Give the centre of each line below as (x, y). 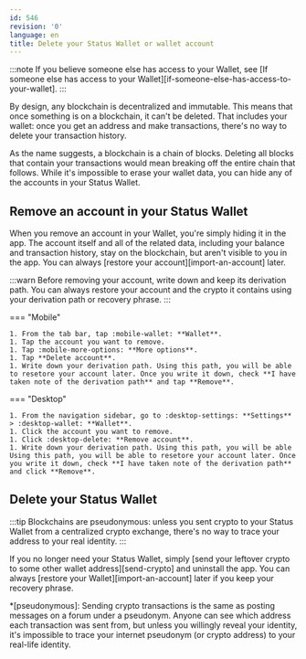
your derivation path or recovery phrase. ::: (90, 300)
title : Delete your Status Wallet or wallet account (112, 43)
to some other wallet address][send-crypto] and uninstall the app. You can (150, 569)
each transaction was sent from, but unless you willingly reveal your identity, (153, 625)
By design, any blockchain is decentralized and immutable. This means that (151, 107)
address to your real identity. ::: (68, 541)
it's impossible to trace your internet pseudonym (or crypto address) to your (153, 634)
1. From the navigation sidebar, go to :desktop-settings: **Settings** (151, 416)
